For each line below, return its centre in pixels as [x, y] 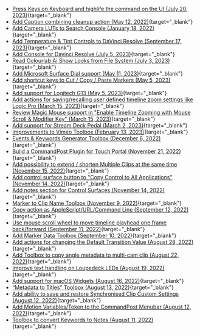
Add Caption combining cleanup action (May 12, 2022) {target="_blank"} [102, 22]
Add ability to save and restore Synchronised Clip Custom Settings [95, 294]
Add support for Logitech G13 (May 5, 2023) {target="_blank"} [89, 93]
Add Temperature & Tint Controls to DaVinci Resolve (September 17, [97, 41]
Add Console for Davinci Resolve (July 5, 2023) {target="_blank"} [93, 54]
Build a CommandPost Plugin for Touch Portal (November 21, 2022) [96, 151]
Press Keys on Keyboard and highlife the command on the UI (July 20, [100, 9]
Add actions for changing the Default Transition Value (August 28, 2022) [103, 242]
